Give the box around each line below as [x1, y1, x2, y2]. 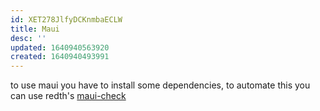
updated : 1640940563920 [10, 42, 110, 53]
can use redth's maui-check [10, 90, 127, 102]
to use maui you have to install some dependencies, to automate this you [10, 79, 311, 91]
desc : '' [10, 33, 47, 43]
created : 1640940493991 [10, 52, 110, 62]
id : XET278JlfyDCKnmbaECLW [10, 14, 123, 25]
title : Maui [10, 24, 60, 34]
